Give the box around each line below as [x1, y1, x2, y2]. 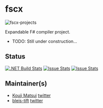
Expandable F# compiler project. [5, 29, 70, 35]
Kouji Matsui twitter [12, 92, 51, 98]
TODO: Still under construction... [12, 38, 77, 44]
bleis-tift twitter [12, 97, 43, 103]
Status [5, 53, 26, 61]
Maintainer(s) [5, 79, 47, 88]
